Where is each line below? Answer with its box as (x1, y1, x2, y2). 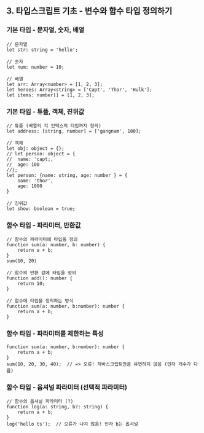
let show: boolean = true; (6, 205, 76, 212)
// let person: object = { (6, 150, 76, 157)
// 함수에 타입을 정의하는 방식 (6, 298, 74, 304)
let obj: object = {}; (6, 145, 65, 152)
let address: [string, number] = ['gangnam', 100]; (6, 128, 141, 134)
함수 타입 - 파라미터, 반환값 (6, 220, 81, 229)
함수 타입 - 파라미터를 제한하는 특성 (6, 329, 104, 338)
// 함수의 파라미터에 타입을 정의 (6, 236, 78, 243)
